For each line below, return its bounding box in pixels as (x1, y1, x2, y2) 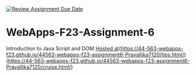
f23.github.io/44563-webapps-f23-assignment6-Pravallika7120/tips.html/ (6, 51, 184, 58)
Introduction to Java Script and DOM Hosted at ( (6, 45, 121, 52)
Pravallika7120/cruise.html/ (6, 63, 71, 70)
